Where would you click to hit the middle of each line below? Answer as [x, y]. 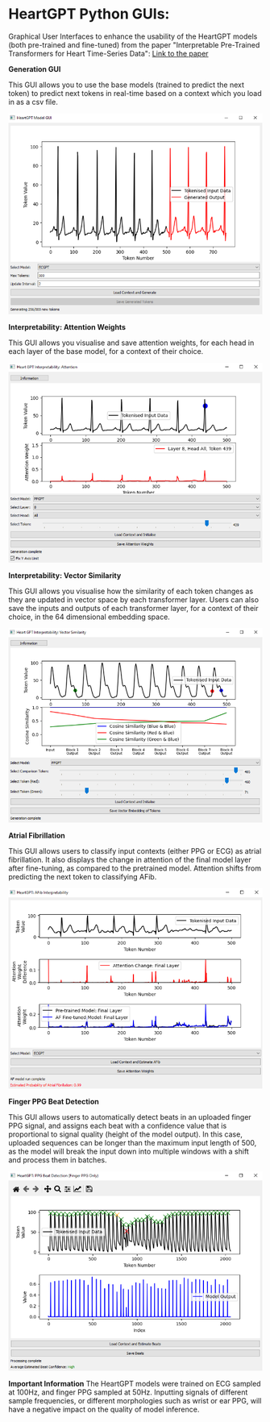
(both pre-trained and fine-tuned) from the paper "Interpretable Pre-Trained [134, 44]
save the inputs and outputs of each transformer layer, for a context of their [133, 608]
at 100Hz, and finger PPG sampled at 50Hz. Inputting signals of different [128, 1392]
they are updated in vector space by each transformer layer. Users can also [134, 599]
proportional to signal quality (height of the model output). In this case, [126, 1134]
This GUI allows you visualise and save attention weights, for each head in [131, 343]
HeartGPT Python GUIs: [89, 14]
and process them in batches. [58, 1160]
